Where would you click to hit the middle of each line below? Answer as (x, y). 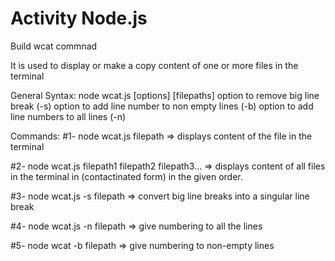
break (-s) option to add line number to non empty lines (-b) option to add (162, 106)
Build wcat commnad (54, 46)
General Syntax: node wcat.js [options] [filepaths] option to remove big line (165, 95)
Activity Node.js (79, 18)
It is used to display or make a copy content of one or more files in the (154, 65)
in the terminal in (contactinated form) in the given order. (126, 176)
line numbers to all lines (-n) (68, 116)
